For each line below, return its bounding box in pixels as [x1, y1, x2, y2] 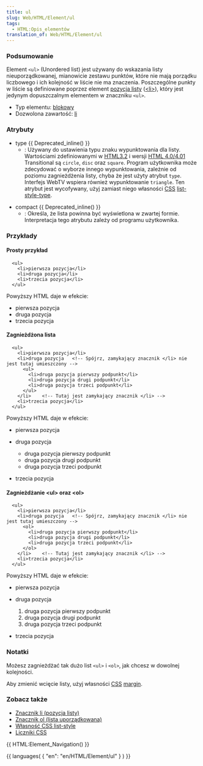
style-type [24, 191, 51, 199]
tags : [6, 20, 20, 26]
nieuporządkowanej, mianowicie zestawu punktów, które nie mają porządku [6, 72, 197, 80]
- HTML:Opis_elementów [12, 26, 70, 32]
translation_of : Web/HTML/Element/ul [6, 32, 103, 38]
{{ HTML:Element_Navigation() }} [6, 740, 90, 748]
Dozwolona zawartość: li [15, 110, 78, 117]
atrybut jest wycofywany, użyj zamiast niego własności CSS [24, 185, 176, 192]
